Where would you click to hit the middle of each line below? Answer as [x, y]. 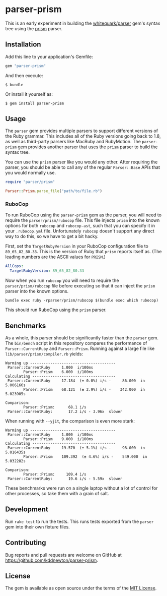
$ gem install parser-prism [35, 103]
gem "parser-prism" [26, 66]
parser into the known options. [37, 291]
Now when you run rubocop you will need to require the [62, 280]
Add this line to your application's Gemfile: [49, 56]
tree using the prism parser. [34, 28]
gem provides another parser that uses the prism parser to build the [88, 147]
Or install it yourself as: [29, 94]
